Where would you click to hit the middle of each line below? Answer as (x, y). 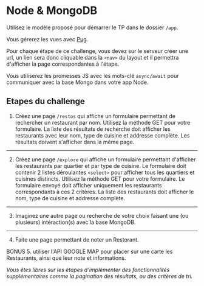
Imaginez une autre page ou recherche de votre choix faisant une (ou (102, 215)
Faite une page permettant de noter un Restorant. (77, 239)
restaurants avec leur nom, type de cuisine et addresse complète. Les (102, 135)
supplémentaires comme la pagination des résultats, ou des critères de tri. (100, 276)
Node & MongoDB (52, 11)
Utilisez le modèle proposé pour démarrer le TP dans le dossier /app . (92, 27)
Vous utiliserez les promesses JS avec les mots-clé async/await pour (93, 75)
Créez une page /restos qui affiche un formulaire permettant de (95, 116)
